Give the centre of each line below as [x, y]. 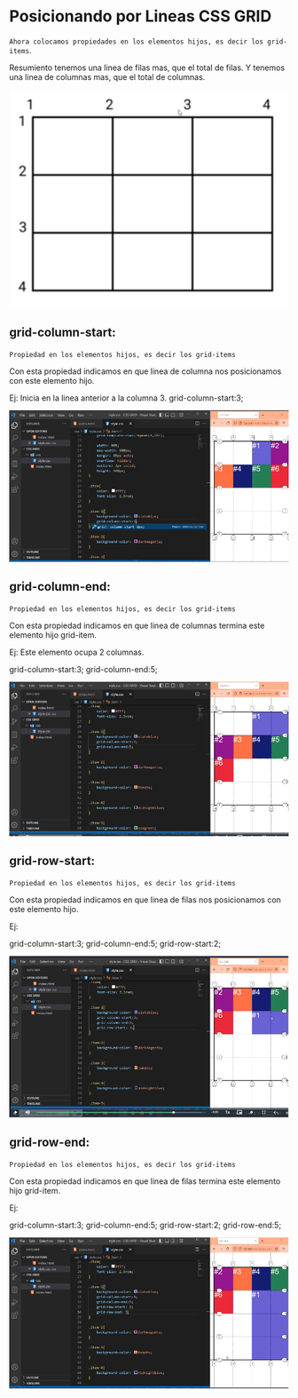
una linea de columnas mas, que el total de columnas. [107, 76]
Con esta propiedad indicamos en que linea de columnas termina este [137, 625]
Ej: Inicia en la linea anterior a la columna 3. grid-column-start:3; [126, 398]
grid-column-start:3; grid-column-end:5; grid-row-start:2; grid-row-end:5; [145, 1225]
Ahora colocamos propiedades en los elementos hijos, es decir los [137, 42]
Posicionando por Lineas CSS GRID [141, 16]
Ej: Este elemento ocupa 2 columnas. [77, 652]
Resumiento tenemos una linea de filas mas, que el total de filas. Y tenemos [147, 68]
